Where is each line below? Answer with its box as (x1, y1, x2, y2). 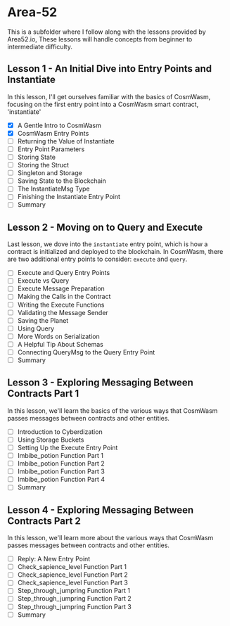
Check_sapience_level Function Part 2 (17, 570, 128, 579)
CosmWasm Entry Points (17, 129, 89, 137)
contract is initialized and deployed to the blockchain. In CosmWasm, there (7, 248, 224, 256)
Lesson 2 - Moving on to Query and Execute (7, 221, 203, 233)
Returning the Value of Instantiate (17, 136, 115, 145)
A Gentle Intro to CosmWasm (17, 121, 102, 129)
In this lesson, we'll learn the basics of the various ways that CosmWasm (7, 406, 218, 415)
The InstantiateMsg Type (17, 184, 90, 193)
